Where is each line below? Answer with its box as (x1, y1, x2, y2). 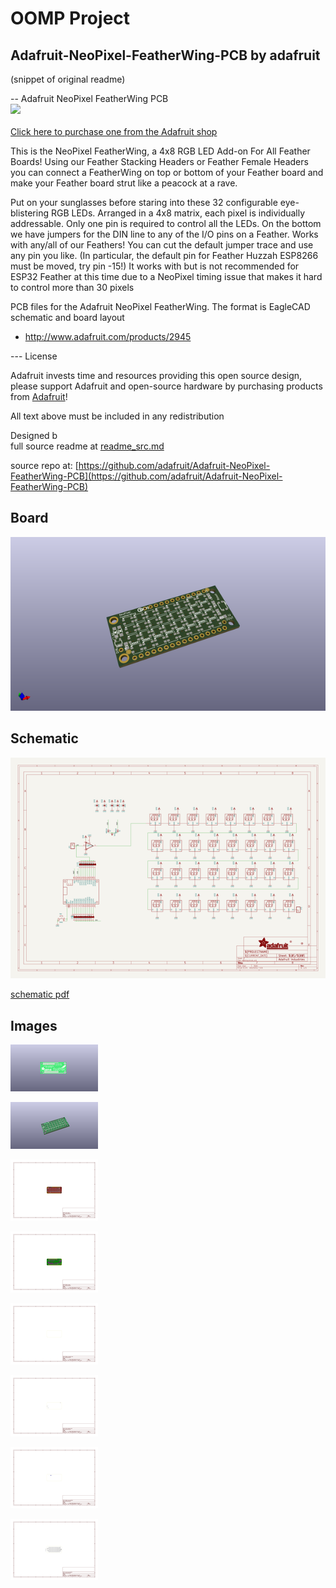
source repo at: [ (10, 460, 79, 471)
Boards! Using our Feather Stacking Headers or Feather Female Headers (10, 156, 309, 167)
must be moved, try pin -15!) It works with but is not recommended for (10, 260, 300, 272)
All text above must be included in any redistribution (10, 410, 225, 422)
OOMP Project (10, 7, 131, 30)
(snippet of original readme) (10, 73, 126, 85)
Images (10, 1017, 58, 1034)
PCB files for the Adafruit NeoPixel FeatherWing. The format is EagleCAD (10, 301, 311, 312)
